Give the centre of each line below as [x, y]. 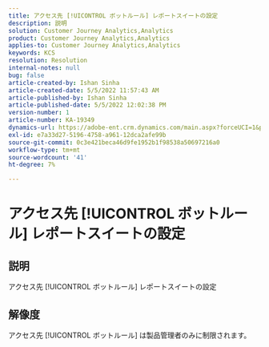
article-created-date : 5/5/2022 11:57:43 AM [84, 90]
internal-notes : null [44, 68]
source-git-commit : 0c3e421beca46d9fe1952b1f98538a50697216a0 [114, 142]
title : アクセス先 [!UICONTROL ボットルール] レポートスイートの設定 [113, 16]
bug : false [26, 75]
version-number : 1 [39, 113]
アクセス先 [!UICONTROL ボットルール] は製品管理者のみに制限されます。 [130, 335]
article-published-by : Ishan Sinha [68, 98]
